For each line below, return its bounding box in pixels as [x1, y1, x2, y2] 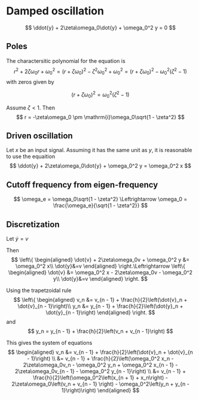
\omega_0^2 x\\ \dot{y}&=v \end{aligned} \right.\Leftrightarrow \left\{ [16, 262, 185, 270]
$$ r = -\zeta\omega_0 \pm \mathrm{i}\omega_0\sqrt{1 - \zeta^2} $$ [16, 113, 185, 120]
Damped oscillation [6, 4, 105, 18]
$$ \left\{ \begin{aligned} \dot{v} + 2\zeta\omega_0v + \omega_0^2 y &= [11, 256, 190, 263]
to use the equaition [6, 153, 56, 160]
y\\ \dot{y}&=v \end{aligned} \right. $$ [53, 275, 148, 283]
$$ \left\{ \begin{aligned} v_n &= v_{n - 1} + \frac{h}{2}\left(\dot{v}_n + [13, 296, 188, 304]
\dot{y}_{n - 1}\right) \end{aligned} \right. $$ [45, 309, 155, 316]
